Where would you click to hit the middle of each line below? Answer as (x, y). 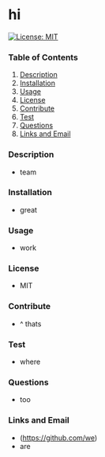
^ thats (30, 323)
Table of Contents (43, 57)
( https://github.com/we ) (58, 437)
